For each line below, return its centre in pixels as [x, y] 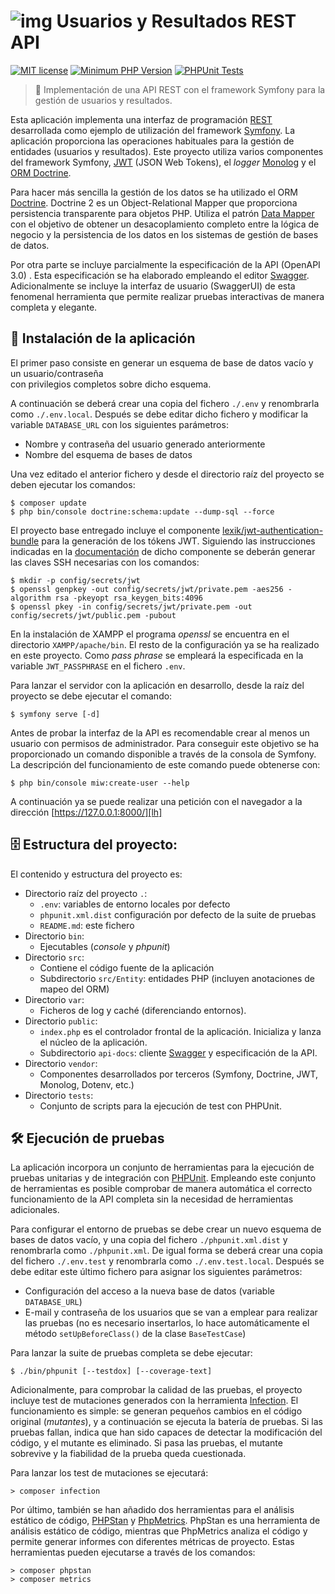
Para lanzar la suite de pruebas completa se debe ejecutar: [131, 1353]
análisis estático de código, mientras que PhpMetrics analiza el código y [159, 1531]
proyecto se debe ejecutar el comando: [91, 696]
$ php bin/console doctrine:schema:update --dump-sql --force [142, 511]
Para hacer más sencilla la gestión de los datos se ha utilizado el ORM [154, 192]
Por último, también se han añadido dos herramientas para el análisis [152, 1510]
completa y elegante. [54, 307]
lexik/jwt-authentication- [273, 530]
